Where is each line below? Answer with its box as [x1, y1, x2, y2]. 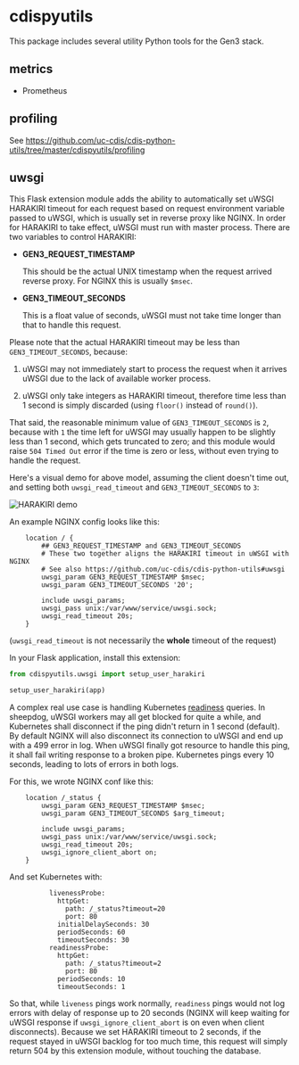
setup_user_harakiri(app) [9, 686, 105, 695]
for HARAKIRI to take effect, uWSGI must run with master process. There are [9, 222, 290, 233]
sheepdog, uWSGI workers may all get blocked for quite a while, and [9, 712, 262, 722]
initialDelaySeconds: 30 [56, 921, 150, 929]
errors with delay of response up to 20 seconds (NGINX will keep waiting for [9, 1008, 290, 1019]
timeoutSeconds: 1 [56, 983, 126, 992]
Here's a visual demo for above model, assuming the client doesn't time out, [9, 473, 289, 483]
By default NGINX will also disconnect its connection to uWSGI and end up [9, 731, 284, 741]
